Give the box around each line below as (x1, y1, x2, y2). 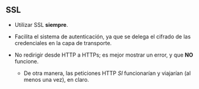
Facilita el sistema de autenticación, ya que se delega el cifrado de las (14, 33, 191, 40)
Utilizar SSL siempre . (14, 21, 68, 28)
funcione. (14, 57, 39, 65)
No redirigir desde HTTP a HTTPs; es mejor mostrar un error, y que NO (14, 51, 194, 59)
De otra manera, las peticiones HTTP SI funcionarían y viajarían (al (23, 69, 191, 77)
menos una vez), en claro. (23, 76, 89, 83)
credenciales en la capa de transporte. (14, 39, 112, 46)
